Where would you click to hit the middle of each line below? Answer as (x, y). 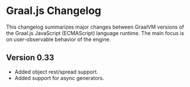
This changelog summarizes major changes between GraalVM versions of (95, 27)
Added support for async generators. (59, 78)
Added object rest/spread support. (56, 72)
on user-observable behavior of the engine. (58, 39)
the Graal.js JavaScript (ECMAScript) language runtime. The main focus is (95, 33)
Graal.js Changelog (54, 11)
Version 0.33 (30, 58)
